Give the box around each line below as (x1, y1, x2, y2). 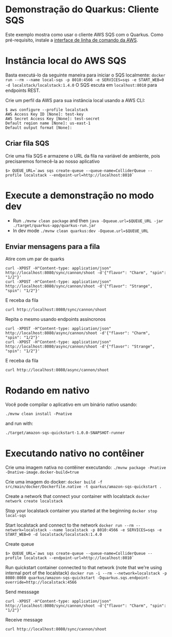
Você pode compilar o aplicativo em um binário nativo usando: (5, 401, 138, 408)
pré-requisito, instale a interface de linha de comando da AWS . (5, 37, 139, 43)
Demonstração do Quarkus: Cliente (5, 4, 159, 15)
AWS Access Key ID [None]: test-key (5, 111, 84, 117)
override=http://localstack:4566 (5, 580, 77, 585)
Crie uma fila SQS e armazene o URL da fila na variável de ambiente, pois (5, 152, 161, 159)
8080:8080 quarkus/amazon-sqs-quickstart (5, 575, 95, 581)
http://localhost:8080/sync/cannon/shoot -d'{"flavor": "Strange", (5, 284, 153, 289)
